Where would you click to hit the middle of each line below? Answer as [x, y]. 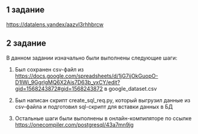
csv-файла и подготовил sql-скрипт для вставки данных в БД [94, 106]
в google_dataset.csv [130, 88]
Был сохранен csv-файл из [49, 69]
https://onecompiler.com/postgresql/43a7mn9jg [74, 124]
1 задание [25, 10]
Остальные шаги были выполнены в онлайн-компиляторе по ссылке [103, 118]
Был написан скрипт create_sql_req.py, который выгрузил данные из [103, 100]
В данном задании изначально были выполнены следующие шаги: [92, 58]
